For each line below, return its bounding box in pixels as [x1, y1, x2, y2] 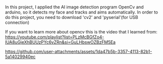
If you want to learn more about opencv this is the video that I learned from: [5, 29, 158, 34]
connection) [5, 19, 29, 25]
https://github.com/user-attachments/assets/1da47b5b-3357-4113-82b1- [5, 48, 152, 54]
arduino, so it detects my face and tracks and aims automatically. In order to [5, 9, 158, 15]
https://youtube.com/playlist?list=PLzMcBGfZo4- [5, 34, 104, 40]
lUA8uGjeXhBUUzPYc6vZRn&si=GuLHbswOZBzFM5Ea [5, 39, 116, 45]
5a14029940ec [5, 54, 36, 60]
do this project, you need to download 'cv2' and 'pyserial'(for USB [5, 15, 139, 20]
